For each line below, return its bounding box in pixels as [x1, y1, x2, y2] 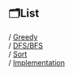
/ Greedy [8, 31, 38, 42]
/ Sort [8, 49, 28, 59]
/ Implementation [8, 57, 65, 67]
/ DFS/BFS [8, 40, 43, 50]
